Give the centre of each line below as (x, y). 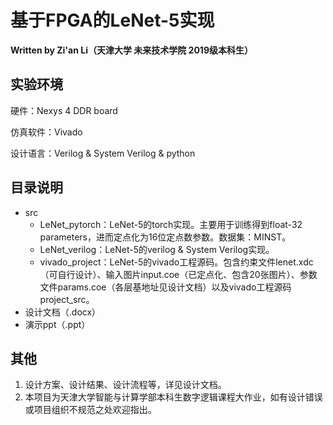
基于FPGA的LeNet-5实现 (112, 20)
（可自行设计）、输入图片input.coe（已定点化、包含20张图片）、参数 (178, 274)
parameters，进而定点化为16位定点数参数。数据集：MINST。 (165, 237)
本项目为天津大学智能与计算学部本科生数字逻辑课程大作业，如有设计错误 (173, 397)
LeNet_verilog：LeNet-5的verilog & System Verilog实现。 (157, 249)
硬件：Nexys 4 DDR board (64, 110)
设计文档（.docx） (63, 312)
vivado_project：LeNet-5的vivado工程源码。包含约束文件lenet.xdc (176, 262)
